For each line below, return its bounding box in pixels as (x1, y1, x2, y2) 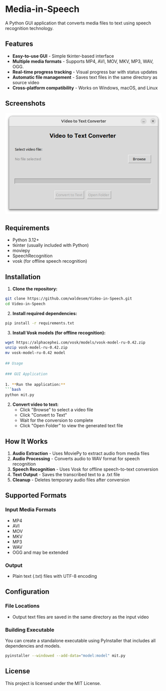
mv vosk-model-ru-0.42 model (5, 350, 66, 355)
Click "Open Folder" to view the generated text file (19, 423, 123, 429)
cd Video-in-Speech (5, 301, 46, 306)
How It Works (5, 437, 48, 446)
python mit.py (5, 392, 35, 397)
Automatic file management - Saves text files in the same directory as (12, 74, 158, 80)
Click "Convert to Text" (19, 412, 67, 418)
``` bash (5, 387, 21, 392)
